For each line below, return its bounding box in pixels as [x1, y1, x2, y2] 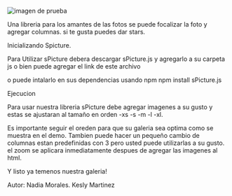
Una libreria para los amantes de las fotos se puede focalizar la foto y [7, 20, 208, 28]
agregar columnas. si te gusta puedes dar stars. [7, 28, 146, 36]
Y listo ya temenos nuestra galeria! [7, 167, 107, 175]
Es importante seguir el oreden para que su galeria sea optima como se [7, 124, 214, 132]
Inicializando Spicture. [7, 41, 71, 49]
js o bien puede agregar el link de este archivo [7, 62, 141, 70]
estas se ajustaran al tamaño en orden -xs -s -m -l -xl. [7, 111, 163, 118]
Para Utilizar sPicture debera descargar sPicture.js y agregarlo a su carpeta [7, 55, 226, 63]
